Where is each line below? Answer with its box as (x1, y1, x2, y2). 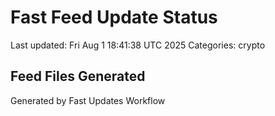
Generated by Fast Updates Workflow (10, 94, 166, 106)
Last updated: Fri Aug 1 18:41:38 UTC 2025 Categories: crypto (10, 39, 266, 51)
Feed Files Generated (10, 68, 146, 85)
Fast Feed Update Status (10, 6, 218, 29)
